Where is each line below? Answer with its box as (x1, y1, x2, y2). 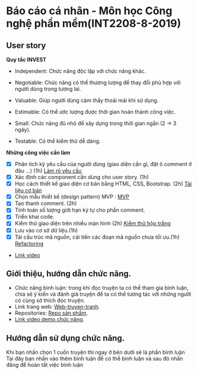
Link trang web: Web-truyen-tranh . (14, 303, 100, 311)
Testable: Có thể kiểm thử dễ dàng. (14, 138, 101, 145)
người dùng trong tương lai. (14, 85, 81, 92)
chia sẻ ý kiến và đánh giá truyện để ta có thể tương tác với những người (14, 290, 191, 298)
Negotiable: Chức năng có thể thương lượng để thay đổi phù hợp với (14, 79, 181, 86)
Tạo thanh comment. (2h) (14, 200, 77, 207)
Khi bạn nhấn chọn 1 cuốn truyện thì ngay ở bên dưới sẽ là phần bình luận (6, 349, 185, 356)
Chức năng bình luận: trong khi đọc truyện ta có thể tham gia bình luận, (14, 285, 189, 292)
